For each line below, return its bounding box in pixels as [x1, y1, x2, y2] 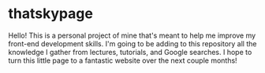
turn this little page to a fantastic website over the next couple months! [8, 56, 238, 65]
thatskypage [8, 5, 93, 23]
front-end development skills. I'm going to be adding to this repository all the [8, 38, 257, 48]
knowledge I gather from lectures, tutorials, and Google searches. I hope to [8, 47, 252, 57]
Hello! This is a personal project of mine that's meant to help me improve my [8, 31, 256, 40]
